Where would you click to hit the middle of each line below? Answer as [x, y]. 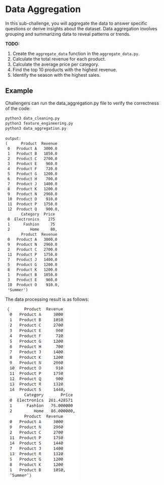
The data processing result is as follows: [47, 299]
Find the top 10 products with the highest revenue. [65, 70]
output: [13, 138]
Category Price [38, 214]
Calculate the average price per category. [56, 64]
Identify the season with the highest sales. [57, 75]
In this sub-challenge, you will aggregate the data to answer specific [76, 23]
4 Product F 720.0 [32, 169]
